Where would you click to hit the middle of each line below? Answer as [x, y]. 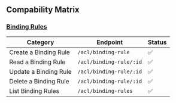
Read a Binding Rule [37, 62]
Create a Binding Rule [40, 52]
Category [40, 42]
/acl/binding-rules [105, 91]
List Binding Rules [34, 90]
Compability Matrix [43, 10]
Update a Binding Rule [40, 71]
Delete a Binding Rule [40, 81]
